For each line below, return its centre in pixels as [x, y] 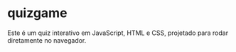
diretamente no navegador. [47, 40]
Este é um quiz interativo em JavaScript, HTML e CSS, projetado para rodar [118, 33]
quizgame [37, 13]
